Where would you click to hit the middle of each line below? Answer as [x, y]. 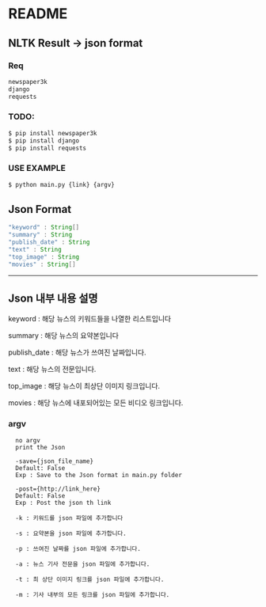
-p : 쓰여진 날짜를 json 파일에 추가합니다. [78, 548]
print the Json [40, 447]
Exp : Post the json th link [63, 503]
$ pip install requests [47, 148]
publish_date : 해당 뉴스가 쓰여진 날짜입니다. [77, 352]
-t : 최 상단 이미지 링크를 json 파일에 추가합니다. [90, 579]
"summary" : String [40, 235]
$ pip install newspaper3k [53, 133]
